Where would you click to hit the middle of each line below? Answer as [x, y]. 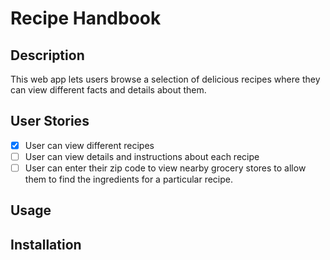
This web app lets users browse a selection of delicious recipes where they [165, 79]
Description [47, 55]
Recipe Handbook [86, 18]
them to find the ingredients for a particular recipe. [129, 179]
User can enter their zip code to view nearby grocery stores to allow [165, 168]
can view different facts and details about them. [108, 90]
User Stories [50, 121]
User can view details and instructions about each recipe [142, 156]
